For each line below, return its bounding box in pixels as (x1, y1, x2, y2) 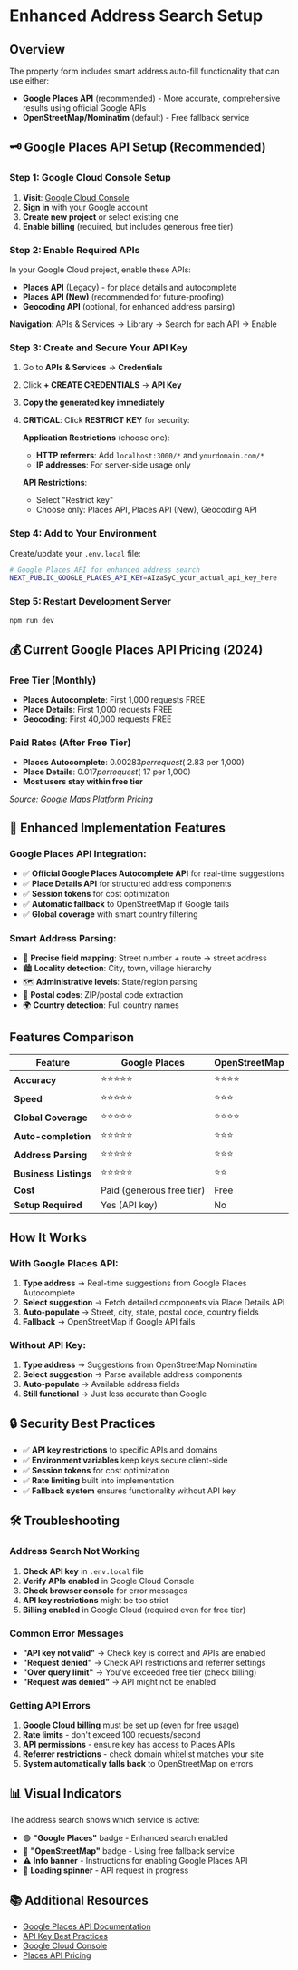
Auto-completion (14, 1129, 91, 1142)
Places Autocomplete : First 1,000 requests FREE (22, 694, 206, 705)
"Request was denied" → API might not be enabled (22, 1677, 216, 1688)
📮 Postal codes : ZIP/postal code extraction (22, 990, 184, 1000)
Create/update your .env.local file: (9, 547, 142, 558)
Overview (9, 42, 66, 57)
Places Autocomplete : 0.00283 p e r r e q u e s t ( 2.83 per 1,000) (22, 757, 245, 768)
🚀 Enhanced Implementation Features (9, 820, 226, 835)
